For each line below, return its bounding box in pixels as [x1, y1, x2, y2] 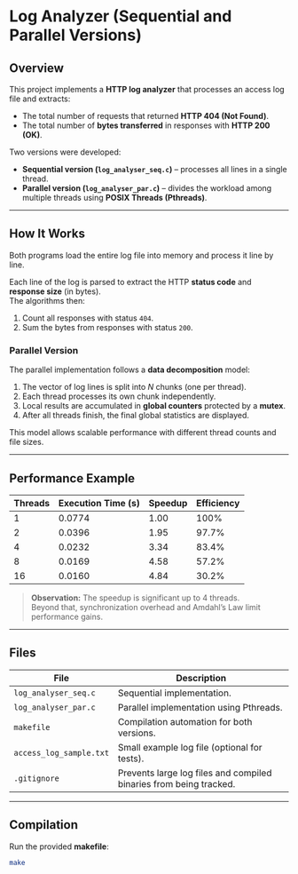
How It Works [9, 226, 86, 242]
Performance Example [9, 471, 136, 486]
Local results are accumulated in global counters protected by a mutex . [21, 401, 286, 411]
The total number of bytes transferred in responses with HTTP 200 [21, 120, 271, 131]
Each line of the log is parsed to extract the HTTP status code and [9, 276, 252, 287]
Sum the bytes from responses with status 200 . [21, 322, 193, 332]
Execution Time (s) [58, 497, 140, 509]
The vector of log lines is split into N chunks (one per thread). [21, 382, 247, 393]
